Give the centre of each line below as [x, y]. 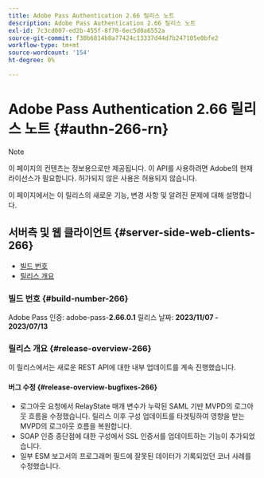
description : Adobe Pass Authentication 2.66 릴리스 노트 [102, 23]
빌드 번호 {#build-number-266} [68, 298]
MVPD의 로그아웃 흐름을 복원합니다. [76, 426]
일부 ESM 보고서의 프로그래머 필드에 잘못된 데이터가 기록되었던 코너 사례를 [136, 456]
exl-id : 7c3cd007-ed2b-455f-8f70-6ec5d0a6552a [87, 30]
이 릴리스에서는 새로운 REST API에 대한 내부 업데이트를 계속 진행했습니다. [122, 367]
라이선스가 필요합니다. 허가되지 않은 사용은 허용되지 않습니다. [103, 178]
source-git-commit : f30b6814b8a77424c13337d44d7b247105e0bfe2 [113, 38]
